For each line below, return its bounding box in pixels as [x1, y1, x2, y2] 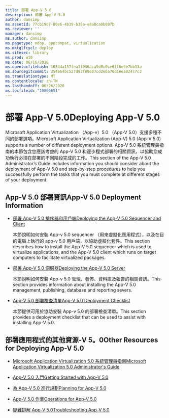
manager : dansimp [5, 31, 42, 36]
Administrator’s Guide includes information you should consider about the [5, 161, 159, 167]
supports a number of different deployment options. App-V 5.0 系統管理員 [5, 142, 160, 148]
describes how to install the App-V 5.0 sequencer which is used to [12, 244, 152, 250]
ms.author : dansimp [5, 36, 47, 41]
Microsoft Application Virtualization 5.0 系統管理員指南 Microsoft [12, 358, 146, 364]
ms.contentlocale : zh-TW [5, 79, 58, 84]
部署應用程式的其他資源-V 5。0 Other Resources [5, 335, 158, 344]
